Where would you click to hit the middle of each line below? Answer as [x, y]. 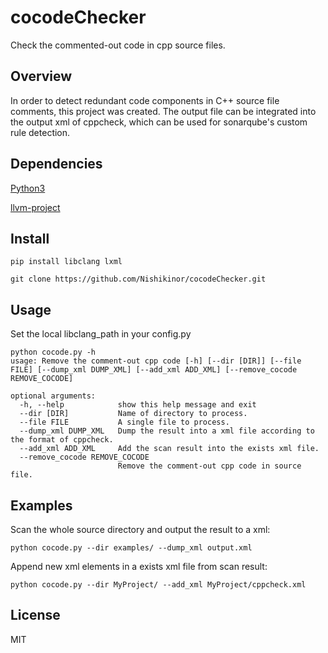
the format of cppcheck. [62, 440]
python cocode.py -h [53, 352]
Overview [41, 76]
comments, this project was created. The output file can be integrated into [163, 111]
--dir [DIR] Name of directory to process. [133, 414]
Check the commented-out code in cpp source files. [118, 45]
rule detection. [40, 132]
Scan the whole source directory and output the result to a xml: [140, 529]
